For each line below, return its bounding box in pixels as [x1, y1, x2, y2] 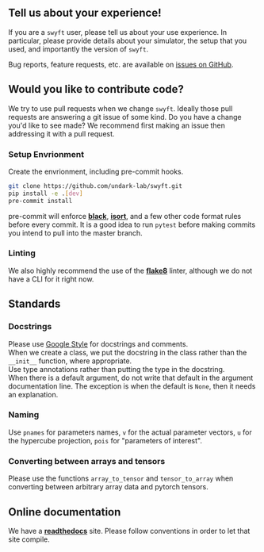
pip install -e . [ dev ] [8, 190, 83, 197]
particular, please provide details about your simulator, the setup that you [8, 36, 247, 45]
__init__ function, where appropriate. [8, 356, 132, 366]
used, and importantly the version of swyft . [8, 44, 149, 54]
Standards [8, 297, 61, 311]
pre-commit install [8, 197, 73, 205]
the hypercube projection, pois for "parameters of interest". [8, 435, 202, 445]
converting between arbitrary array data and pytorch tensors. [8, 482, 209, 492]
